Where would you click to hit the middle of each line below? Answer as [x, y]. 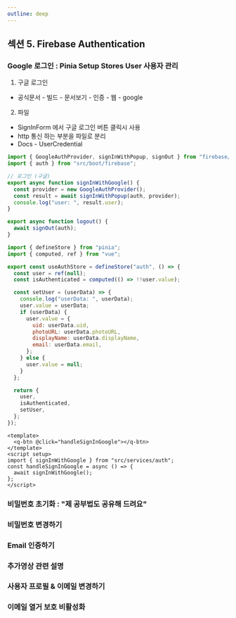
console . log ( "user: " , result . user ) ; [69, 202]
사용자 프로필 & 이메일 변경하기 [56, 586]
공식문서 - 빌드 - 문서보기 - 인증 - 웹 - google [80, 97]
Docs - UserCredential [50, 144]
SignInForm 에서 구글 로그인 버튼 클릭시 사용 [79, 127]
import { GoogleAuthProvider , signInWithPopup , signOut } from [102, 157]
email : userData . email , [67, 345]
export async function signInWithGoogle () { [73, 183]
